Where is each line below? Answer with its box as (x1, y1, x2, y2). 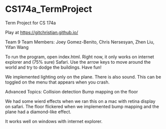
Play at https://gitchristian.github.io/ (5, 29, 78, 35)
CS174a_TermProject (5, 3, 93, 15)
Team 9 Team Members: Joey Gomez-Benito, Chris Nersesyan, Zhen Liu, (5, 39, 155, 45)
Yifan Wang (5, 44, 29, 50)
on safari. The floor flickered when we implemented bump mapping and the (5, 103, 160, 109)
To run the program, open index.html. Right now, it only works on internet (5, 53, 155, 60)
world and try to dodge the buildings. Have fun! (5, 64, 102, 70)
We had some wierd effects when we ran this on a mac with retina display (5, 98, 156, 104)
